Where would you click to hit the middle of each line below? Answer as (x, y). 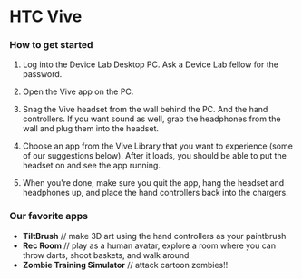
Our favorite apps (49, 216)
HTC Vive (46, 17)
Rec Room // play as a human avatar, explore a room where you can (149, 245)
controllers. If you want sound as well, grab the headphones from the (151, 119)
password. (42, 74)
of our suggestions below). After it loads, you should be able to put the (155, 156)
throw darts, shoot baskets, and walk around (106, 255)
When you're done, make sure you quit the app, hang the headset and (153, 183)
